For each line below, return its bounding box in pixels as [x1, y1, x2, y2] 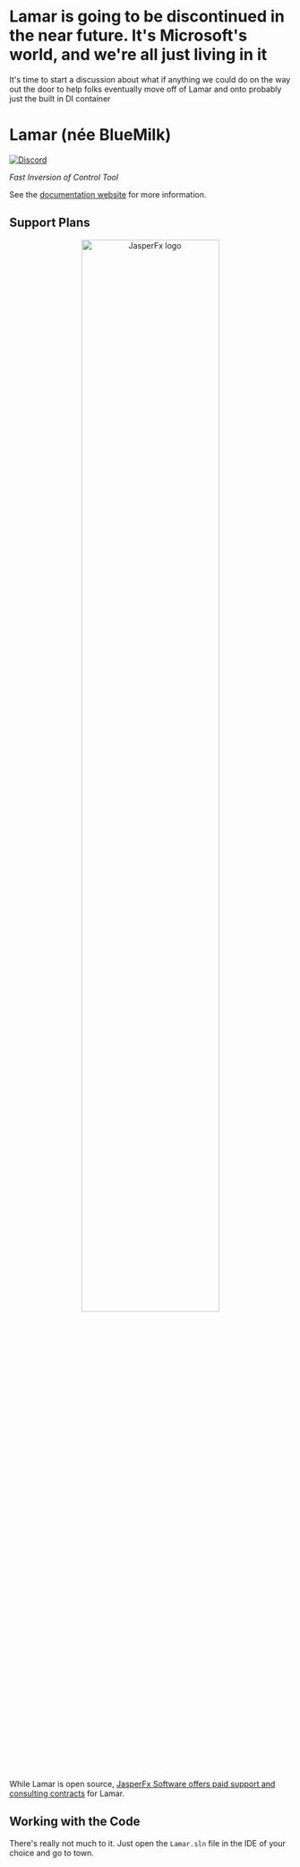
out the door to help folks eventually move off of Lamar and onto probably [9, 83, 282, 94]
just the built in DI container [9, 92, 111, 104]
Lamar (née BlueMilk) [9, 125, 172, 145]
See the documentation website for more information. [9, 188, 207, 199]
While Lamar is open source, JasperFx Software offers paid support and [9, 1778, 276, 1789]
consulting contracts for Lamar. [9, 1788, 125, 1799]
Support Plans [9, 215, 91, 231]
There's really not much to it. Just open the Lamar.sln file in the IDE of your [9, 1837, 287, 1848]
